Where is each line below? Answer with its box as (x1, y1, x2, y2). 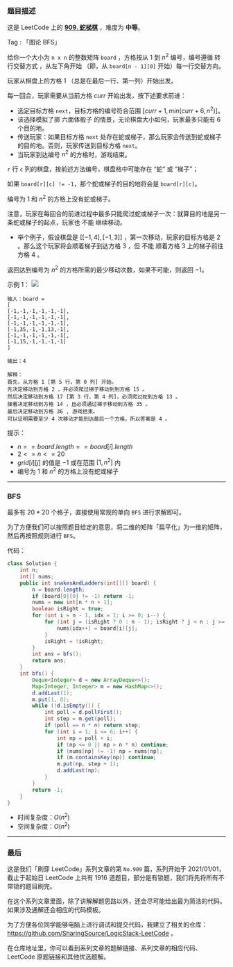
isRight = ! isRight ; (44, 637, 104, 644)
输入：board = (7, 295, 45, 302)
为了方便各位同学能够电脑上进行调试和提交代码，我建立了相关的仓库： (7, 920, 208, 929)
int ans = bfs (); (32, 651, 82, 658)
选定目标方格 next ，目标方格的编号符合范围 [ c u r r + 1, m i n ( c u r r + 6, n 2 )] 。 (17, 105, 224, 115)
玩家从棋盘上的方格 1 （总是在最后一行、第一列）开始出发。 (7, 76, 178, 85)
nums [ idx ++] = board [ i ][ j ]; (56, 624, 138, 632)
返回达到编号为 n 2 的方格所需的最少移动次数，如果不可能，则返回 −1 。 (7, 264, 208, 274)
